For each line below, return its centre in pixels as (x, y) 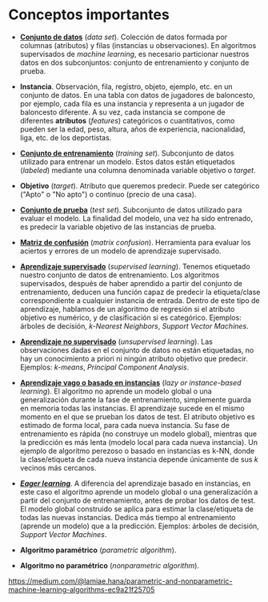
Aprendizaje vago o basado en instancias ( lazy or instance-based (130, 382)
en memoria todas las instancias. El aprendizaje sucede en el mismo (132, 408)
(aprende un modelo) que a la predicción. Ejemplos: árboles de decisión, (140, 526)
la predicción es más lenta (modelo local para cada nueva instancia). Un (139, 442)
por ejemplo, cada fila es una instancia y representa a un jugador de (132, 103)
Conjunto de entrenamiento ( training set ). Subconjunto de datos (127, 153)
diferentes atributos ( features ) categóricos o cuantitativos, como (127, 120)
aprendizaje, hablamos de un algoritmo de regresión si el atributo (127, 309)
